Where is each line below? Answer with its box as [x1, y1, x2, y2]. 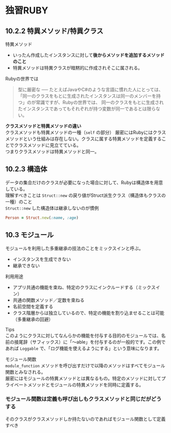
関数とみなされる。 [5, 369, 46, 375]
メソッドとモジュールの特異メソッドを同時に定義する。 [27, 381, 144, 388]
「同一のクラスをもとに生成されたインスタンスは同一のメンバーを [17, 93, 157, 99]
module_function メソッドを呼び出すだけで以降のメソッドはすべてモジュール [5, 362, 165, 369]
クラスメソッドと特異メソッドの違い [5, 123, 82, 129]
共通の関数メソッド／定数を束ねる [12, 297, 85, 303]
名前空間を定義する [12, 303, 54, 309]
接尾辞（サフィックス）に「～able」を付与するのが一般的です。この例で [14, 338, 166, 345]
